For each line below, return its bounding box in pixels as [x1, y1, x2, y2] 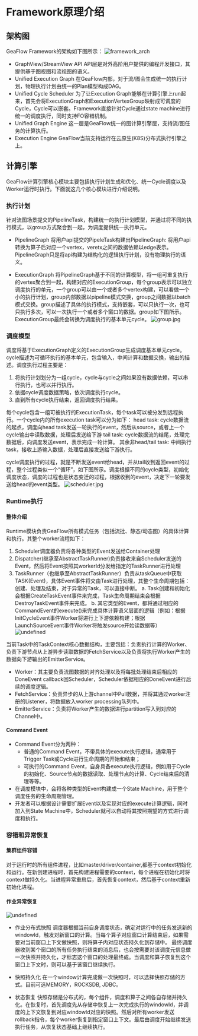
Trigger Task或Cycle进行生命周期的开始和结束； [23, 755, 141, 762]
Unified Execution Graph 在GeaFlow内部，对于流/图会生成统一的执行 [14, 75, 182, 82]
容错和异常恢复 [6, 831, 49, 839]
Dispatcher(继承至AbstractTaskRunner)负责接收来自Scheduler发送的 [14, 555, 182, 562]
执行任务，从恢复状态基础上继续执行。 [14, 1024, 108, 1031]
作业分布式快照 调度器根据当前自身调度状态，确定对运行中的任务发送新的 [14, 924, 193, 931]
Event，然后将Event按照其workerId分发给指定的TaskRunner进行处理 [14, 562, 181, 569]
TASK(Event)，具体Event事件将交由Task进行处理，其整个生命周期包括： [14, 577, 190, 584]
